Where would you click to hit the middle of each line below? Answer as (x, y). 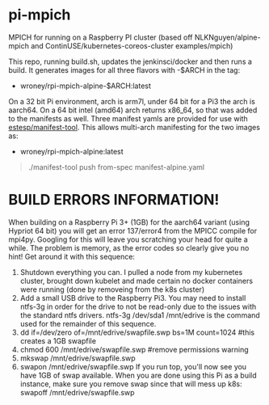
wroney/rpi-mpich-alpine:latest (71, 151)
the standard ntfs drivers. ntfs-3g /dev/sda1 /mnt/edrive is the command (140, 315)
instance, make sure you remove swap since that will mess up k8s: (131, 384)
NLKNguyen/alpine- (227, 37)
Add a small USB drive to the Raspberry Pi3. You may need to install (133, 297)
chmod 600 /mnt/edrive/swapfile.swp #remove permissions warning (134, 349)
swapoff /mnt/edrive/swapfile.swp (77, 392)
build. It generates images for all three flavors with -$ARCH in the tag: (124, 70)
